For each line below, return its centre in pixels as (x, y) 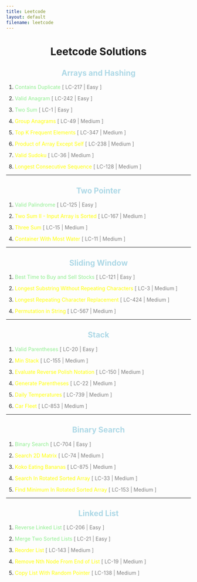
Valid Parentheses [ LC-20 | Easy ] (56, 349)
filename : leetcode (30, 22)
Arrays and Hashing (98, 73)
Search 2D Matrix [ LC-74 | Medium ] (59, 455)
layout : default (26, 17)
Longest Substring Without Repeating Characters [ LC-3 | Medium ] (96, 288)
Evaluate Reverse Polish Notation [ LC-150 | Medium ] (79, 372)
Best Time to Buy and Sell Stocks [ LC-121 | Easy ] (75, 277)
